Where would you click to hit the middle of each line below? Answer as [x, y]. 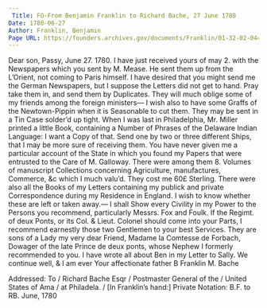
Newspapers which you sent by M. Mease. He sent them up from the [121, 69]
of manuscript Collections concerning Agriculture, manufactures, [114, 170]
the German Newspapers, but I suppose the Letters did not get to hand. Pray [133, 86]
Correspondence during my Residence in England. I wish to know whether [130, 196]
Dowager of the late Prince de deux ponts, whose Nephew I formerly [121, 247]
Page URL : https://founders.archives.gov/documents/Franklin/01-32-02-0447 [136, 38]
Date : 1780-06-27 [37, 23]
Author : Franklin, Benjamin [55, 30]
